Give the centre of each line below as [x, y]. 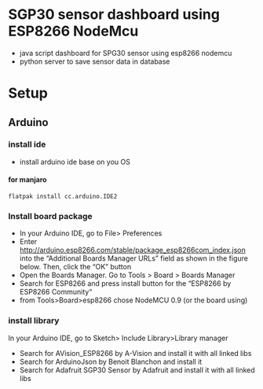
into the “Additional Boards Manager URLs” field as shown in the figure [134, 258]
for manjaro [27, 180]
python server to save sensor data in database [95, 61]
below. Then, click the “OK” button [75, 267]
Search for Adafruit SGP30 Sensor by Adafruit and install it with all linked [137, 370]
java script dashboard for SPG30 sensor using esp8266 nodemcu [126, 53]
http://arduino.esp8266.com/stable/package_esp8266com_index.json [132, 250]
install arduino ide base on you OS [75, 161]
